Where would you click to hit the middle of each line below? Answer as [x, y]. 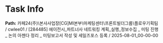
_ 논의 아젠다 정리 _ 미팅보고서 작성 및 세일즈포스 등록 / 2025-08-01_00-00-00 [82, 35]
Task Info [24, 9]
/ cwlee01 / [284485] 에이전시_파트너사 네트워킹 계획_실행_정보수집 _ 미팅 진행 [82, 29]
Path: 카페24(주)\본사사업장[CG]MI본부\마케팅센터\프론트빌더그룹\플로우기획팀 [82, 23]
